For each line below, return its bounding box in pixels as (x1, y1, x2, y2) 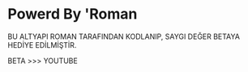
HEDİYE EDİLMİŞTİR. (7, 40, 77, 49)
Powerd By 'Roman (7, 5, 138, 23)
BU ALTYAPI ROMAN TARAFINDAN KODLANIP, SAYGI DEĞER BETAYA (7, 32, 241, 41)
